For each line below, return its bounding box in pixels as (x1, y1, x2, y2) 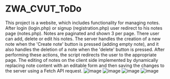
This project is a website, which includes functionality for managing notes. (5, 20, 160, 26)
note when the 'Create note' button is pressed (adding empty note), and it (5, 41, 159, 47)
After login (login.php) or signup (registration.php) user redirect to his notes (5, 25, 163, 31)
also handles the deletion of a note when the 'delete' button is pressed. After (5, 46, 165, 52)
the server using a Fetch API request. (5, 67, 82, 73)
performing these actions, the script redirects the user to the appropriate (5, 51, 157, 58)
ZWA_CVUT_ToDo (5, 3, 82, 15)
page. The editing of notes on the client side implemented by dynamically (5, 57, 158, 63)
